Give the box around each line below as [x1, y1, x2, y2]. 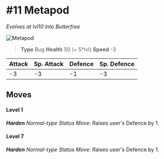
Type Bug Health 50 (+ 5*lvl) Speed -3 [20, 45, 116, 53]
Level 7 [6, 133, 24, 140]
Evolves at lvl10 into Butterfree [6, 23, 81, 30]
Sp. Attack [34, 59, 64, 68]
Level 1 [6, 106, 24, 113]
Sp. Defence [99, 59, 135, 68]
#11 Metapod [6, 4, 70, 17]
